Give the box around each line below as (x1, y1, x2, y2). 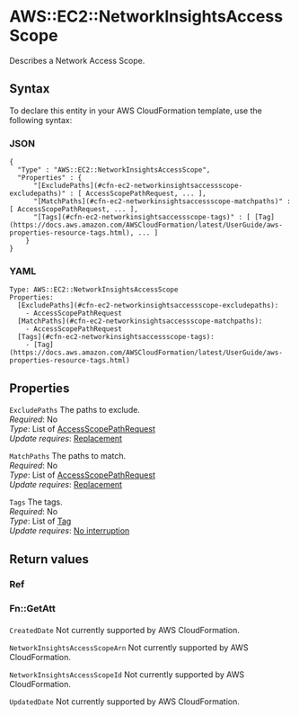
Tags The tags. (9, 497, 63, 507)
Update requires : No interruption (9, 525, 130, 536)
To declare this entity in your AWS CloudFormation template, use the (9, 105, 262, 116)
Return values (9, 551, 90, 567)
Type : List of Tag (9, 515, 72, 527)
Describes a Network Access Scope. (9, 55, 145, 66)
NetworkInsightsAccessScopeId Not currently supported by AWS (9, 668, 245, 680)
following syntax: (9, 114, 73, 125)
